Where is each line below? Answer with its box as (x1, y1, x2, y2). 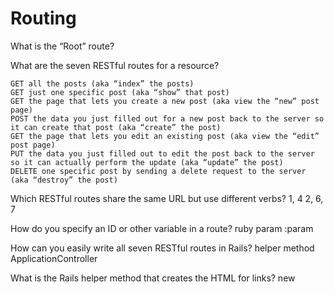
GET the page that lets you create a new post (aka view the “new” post (10, 96, 320, 106)
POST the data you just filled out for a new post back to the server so (10, 113, 325, 124)
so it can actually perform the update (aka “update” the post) (10, 157, 284, 167)
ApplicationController (10, 252, 98, 264)
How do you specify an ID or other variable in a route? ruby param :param (10, 222, 314, 234)
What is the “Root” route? (10, 40, 115, 52)
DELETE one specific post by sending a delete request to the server (10, 166, 307, 176)
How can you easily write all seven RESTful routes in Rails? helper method (10, 242, 315, 254)
